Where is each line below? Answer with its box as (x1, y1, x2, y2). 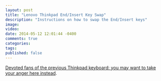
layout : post (5, 7, 33, 13)
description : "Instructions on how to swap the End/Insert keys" (5, 17, 147, 22)
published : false (5, 50, 42, 55)
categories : (5, 41, 31, 46)
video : (5, 27, 19, 32)
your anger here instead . (5, 70, 57, 76)
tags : (5, 46, 17, 51)
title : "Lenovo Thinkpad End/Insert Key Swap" (5, 12, 106, 17)
